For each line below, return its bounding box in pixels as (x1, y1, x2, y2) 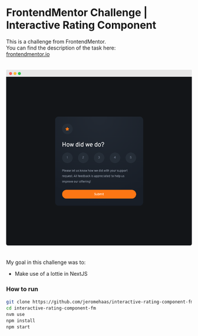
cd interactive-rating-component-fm (6, 305, 96, 311)
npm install (6, 318, 35, 324)
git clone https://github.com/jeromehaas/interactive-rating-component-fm (6, 299, 194, 305)
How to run (6, 285, 38, 293)
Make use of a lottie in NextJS (14, 270, 88, 277)
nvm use (6, 311, 25, 317)
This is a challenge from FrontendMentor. (6, 38, 106, 45)
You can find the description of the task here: (6, 44, 116, 51)
